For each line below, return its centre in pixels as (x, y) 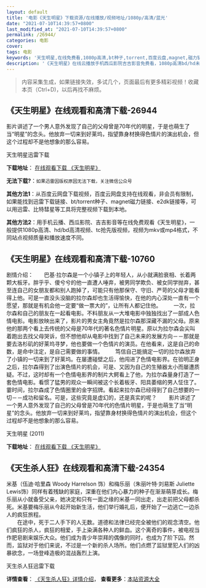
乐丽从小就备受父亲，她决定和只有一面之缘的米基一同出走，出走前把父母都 (100, 499)
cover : (15, 47)
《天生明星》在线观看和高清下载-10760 (81, 259)
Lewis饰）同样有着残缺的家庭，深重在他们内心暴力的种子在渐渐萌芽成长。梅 (102, 491)
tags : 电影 (19, 52)
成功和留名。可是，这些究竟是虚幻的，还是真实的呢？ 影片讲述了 (109, 398)
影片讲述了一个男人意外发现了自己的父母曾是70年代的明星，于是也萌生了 (98, 126)
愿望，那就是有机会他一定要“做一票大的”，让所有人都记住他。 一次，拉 (101, 306)
